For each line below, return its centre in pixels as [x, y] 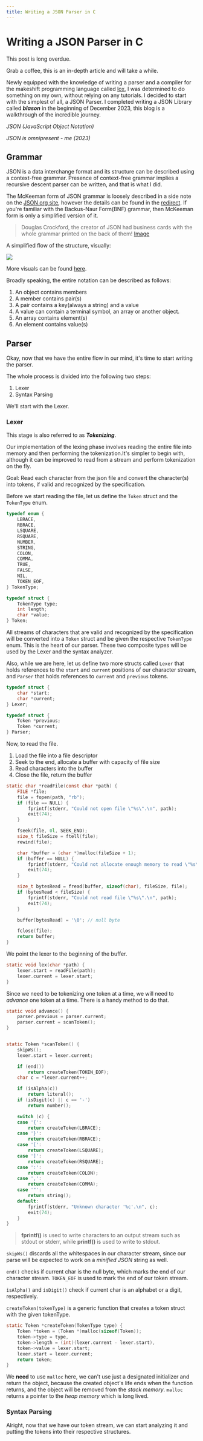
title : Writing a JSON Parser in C [51, 12]
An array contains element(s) [51, 318]
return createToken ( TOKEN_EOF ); [69, 1072]
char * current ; [36, 698]
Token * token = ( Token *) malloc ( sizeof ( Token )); [79, 1331]
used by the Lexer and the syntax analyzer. [60, 652]
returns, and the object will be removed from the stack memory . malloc [95, 1389]
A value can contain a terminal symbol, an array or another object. [97, 312]
